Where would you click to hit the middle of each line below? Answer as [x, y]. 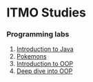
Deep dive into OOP [44, 71]
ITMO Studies [46, 13]
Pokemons [31, 57]
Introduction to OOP [45, 64]
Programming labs [38, 34]
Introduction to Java [45, 49]
